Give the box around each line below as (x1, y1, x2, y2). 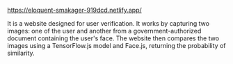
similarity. (7, 49, 35, 57)
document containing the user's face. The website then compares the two (7, 34, 220, 42)
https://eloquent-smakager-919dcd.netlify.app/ (7, 6, 143, 14)
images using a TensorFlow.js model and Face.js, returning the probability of (7, 42, 226, 49)
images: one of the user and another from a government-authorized (7, 27, 202, 35)
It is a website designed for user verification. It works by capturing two (7, 19, 210, 27)
